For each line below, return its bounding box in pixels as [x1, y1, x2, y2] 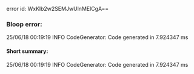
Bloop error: [6, 20, 42, 28]
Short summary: [6, 48, 48, 55]
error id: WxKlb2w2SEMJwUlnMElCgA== [6, 5, 109, 12]
